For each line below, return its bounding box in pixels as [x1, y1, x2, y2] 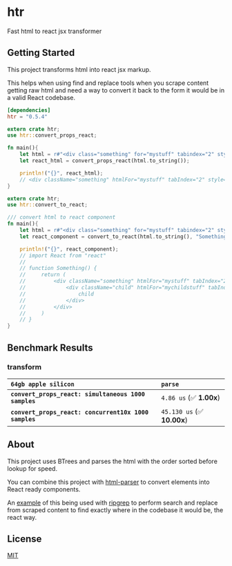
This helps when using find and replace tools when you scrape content [7, 79, 209, 87]
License [7, 533, 42, 545]
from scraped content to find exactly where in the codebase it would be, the [7, 505, 224, 514]
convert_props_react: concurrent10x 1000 [10, 408, 149, 416]
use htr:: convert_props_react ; [7, 132, 97, 139]
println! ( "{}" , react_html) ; [19, 170, 104, 177]
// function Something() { [19, 265, 97, 272]
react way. [7, 513, 37, 521]
